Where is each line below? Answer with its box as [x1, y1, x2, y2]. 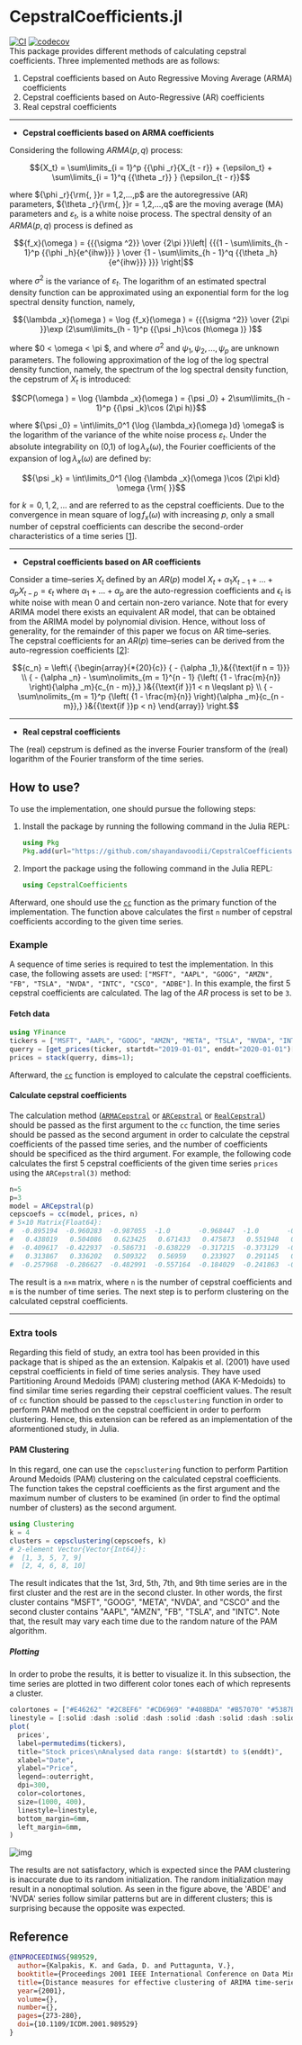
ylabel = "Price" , [17, 1764, 78, 1773]
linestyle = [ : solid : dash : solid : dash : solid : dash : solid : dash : [9, 1714, 276, 1723]
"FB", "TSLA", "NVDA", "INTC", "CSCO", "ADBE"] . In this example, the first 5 [9, 977, 291, 988]
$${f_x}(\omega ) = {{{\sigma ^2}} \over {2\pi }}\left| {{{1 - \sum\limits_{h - [13, 237, 289, 248]
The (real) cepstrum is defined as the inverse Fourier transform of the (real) [9, 744, 289, 755]
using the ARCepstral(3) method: [9, 1167, 132, 1178]
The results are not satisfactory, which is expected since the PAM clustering [9, 1865, 290, 1876]
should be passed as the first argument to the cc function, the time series [9, 1119, 280, 1131]
